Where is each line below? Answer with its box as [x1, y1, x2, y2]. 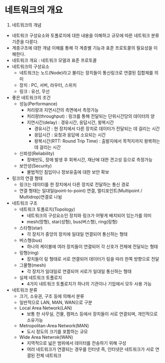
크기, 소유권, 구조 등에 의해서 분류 [19, 293, 84, 299]
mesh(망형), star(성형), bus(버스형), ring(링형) [26, 218, 118, 224]
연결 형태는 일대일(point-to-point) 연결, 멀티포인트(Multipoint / [19, 187, 143, 194]
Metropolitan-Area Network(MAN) [19, 322, 89, 328]
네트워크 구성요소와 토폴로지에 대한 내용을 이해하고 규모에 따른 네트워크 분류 [11, 32, 160, 38]
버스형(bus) [19, 237, 43, 243]
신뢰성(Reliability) [19, 150, 55, 156]
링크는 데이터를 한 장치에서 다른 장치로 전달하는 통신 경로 [19, 181, 130, 187]
